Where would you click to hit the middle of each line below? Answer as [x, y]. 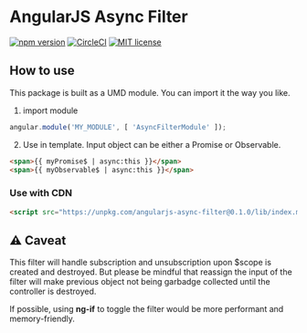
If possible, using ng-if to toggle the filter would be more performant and [147, 309]
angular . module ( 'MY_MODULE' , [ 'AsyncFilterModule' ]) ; [118, 127]
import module [50, 110]
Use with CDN [41, 193]
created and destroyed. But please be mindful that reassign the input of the [151, 272]
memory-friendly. [42, 319]
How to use [42, 71]
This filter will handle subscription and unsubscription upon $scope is [141, 263]
